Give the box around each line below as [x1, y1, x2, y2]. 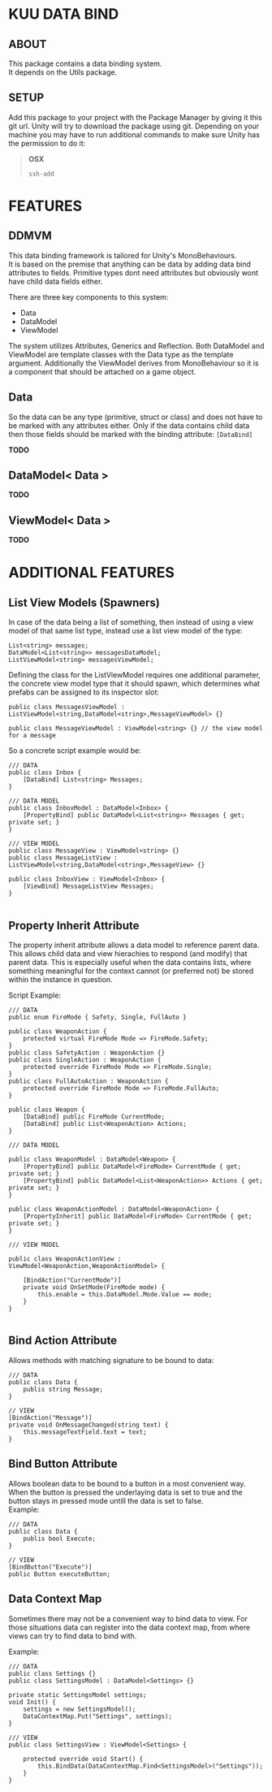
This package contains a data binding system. [8, 58, 162, 68]
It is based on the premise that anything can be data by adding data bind [8, 259, 252, 269]
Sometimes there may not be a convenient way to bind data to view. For [8, 1613, 248, 1623]
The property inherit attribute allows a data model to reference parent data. [8, 940, 260, 950]
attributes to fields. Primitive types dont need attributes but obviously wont [8, 267, 258, 277]
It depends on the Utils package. [8, 67, 118, 77]
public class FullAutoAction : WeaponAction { [8, 1077, 169, 1085]
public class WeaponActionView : [8, 1255, 122, 1263]
